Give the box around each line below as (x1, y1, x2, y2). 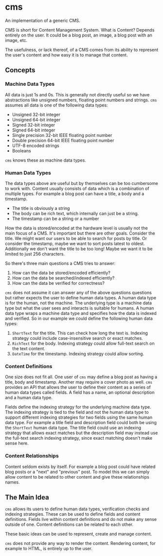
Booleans (12, 148, 31, 153)
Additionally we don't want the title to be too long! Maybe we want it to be (5, 245, 153, 252)
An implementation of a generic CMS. (5, 18, 80, 23)
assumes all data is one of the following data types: (5, 102, 108, 108)
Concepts (5, 66, 36, 74)
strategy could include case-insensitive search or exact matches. (12, 335, 144, 341)
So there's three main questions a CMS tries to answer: (5, 260, 116, 266)
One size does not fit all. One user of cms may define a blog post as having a (5, 374, 157, 380)
